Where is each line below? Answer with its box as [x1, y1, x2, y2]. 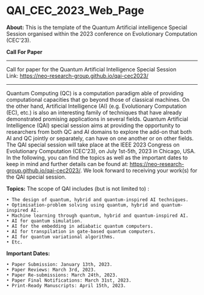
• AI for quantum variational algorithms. [6, 234, 115, 240]
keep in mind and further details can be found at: [6, 160, 129, 167]
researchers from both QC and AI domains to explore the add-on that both [6, 128, 192, 135]
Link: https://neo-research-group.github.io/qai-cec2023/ [6, 72, 149, 79]
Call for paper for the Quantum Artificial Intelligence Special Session [6, 65, 177, 73]
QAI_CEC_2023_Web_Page [6, 4, 144, 18]
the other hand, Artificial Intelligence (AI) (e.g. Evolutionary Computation [6, 102, 187, 110]
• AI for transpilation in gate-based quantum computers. [6, 228, 156, 234]
